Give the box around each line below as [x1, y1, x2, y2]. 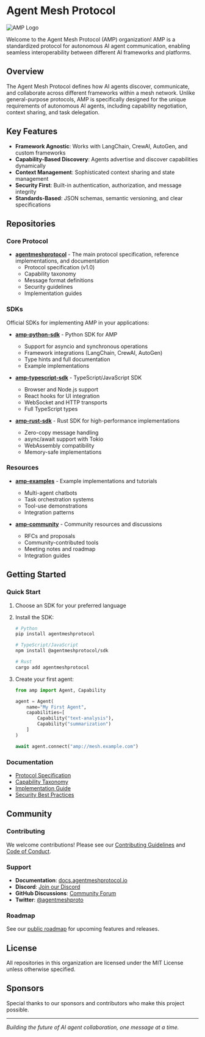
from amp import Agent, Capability [15, 687, 106, 693]
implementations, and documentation [15, 257, 109, 264]
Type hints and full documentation [24, 355, 110, 363]
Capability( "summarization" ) [37, 721, 112, 727]
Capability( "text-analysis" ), [37, 715, 114, 721]
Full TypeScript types [24, 405, 78, 412]
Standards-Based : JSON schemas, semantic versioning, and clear [15, 194, 183, 202]
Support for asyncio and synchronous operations [24, 343, 148, 350]
